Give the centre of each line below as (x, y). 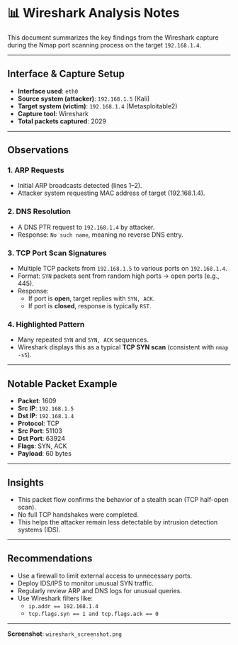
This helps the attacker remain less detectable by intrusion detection (118, 522)
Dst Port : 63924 (41, 439)
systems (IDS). (39, 529)
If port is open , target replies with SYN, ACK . (91, 298)
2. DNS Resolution (39, 211)
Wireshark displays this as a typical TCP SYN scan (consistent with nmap (123, 347)
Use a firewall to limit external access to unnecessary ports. (105, 576)
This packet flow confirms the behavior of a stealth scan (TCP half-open (123, 499)
